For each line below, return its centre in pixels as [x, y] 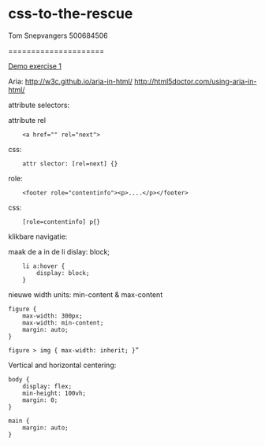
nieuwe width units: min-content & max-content [86, 294]
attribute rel [27, 120]
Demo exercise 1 [35, 66]
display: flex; [47, 386]
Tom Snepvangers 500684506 [58, 35]
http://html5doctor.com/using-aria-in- [195, 81]
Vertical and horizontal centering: [62, 365]
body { [19, 379]
